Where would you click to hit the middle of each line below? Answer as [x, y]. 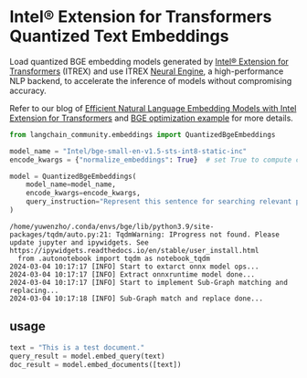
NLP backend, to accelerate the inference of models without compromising [151, 80]
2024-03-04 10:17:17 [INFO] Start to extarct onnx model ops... [134, 267]
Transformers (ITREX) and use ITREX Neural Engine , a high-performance [147, 71]
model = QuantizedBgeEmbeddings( [73, 176]
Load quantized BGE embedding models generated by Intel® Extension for [149, 61]
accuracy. [28, 90]
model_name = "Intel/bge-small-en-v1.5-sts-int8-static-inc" [128, 151]
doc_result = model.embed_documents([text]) [95, 364]
